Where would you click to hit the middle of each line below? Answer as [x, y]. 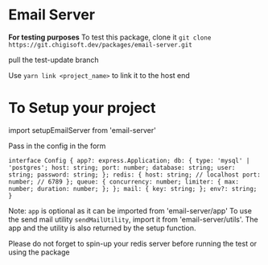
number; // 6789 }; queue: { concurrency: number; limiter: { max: [124, 182]
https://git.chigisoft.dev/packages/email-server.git [101, 45]
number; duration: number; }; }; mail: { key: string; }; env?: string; [133, 188]
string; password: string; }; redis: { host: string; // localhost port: [135, 175]
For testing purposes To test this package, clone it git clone [110, 37]
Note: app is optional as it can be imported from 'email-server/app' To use [130, 210]
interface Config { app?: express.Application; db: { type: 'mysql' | [129, 160]
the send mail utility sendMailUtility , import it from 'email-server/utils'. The [134, 219]
